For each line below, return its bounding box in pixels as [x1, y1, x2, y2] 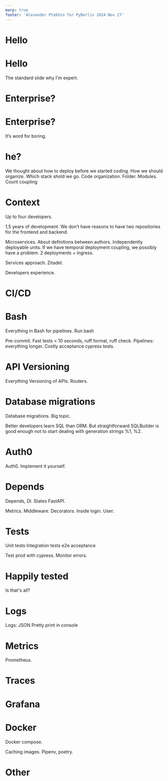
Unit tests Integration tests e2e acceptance [5, 543, 96, 549]
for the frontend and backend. [5, 229, 69, 235]
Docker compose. [5, 739, 43, 745]
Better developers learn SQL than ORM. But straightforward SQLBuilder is [5, 423, 159, 429]
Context [5, 197, 40, 208]
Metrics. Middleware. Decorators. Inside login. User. [5, 508, 115, 514]
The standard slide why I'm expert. [5, 75, 78, 81]
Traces [5, 675, 36, 686]
